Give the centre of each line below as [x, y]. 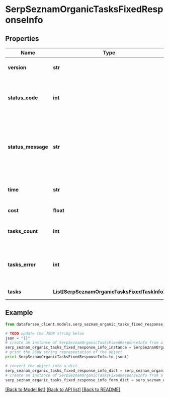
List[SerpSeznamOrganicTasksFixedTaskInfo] [109, 292]
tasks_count [23, 231]
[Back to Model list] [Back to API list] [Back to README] [63, 389]
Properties [22, 39]
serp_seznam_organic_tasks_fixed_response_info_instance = [68, 348]
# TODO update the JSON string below [45, 334]
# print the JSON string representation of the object [64, 352]
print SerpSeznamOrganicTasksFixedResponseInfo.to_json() [67, 357]
